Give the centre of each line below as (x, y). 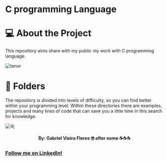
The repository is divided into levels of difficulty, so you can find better (78, 100)
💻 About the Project (48, 33)
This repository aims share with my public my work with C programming (80, 51)
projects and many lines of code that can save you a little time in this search (84, 111)
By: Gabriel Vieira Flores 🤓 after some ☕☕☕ (85, 138)
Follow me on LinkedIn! (34, 153)
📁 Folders (25, 86)
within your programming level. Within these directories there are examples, (84, 106)
